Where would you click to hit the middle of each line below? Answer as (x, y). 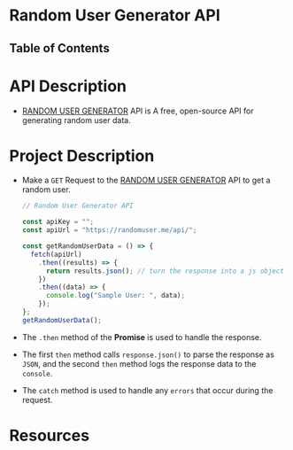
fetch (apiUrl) (56, 254)
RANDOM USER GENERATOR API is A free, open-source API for (138, 111)
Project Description (82, 155)
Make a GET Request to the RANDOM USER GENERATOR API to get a (146, 180)
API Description (68, 86)
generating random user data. (76, 120)
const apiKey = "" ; (58, 222)
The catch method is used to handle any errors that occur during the (147, 390)
